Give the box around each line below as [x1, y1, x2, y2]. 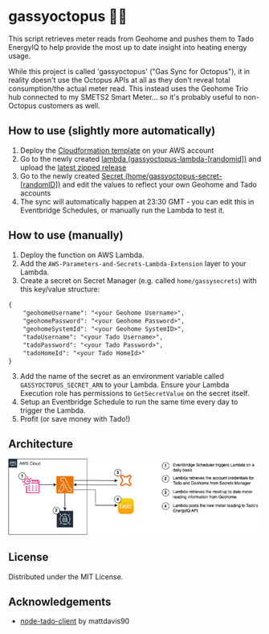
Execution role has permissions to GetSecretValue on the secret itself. [19, 388, 250, 397]
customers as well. [38, 101, 100, 110]
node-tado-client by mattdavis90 [19, 616, 130, 626]
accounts [19, 188, 51, 198]
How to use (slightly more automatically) [8, 124, 216, 138]
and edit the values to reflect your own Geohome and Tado [62, 179, 257, 189]
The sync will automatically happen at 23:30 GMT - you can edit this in [19, 196, 255, 206]
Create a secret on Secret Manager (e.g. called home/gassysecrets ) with [19, 275, 257, 285]
